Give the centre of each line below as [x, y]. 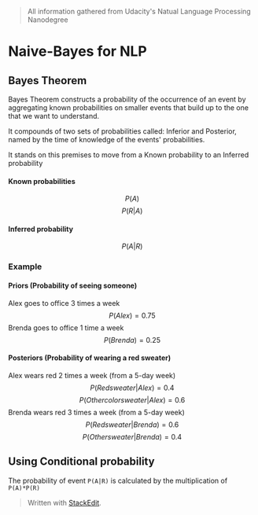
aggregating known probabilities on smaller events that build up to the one [129, 108]
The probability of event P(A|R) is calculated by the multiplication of [118, 480]
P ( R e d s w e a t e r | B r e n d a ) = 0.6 [132, 425]
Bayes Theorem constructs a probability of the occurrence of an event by [127, 99]
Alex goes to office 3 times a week [64, 303]
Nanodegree [48, 20]
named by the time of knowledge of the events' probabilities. [107, 140]
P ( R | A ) [132, 211]
